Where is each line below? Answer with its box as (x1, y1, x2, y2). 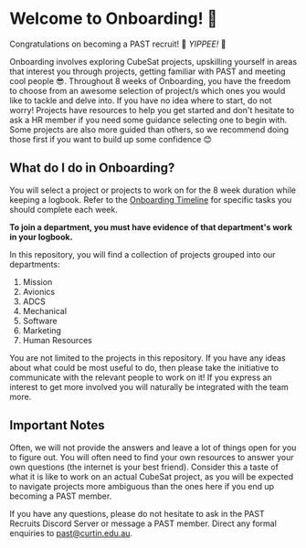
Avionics (22, 286, 56, 297)
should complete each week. (9, 204, 119, 215)
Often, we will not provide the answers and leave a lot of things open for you (9, 442, 297, 453)
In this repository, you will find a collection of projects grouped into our (9, 248, 276, 259)
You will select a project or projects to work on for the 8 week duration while (9, 184, 297, 195)
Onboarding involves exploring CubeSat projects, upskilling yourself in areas (9, 56, 298, 67)
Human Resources (22, 334, 93, 345)
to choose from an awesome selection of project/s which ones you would (9, 85, 286, 96)
